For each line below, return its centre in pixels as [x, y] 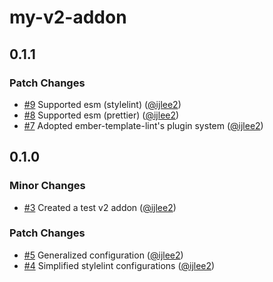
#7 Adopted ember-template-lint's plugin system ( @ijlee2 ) [143, 125]
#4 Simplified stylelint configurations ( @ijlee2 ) [119, 265]
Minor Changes [47, 186]
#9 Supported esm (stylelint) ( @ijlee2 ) [102, 104]
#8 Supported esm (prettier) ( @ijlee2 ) [101, 115]
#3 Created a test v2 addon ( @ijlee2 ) [100, 207]
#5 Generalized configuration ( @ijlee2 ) [103, 255]
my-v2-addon [68, 17]
